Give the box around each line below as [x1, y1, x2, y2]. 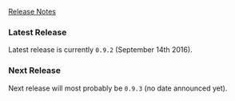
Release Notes [8, 7, 56, 16]
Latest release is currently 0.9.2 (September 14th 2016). [8, 45, 193, 55]
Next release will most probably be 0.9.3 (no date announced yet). [8, 83, 228, 93]
